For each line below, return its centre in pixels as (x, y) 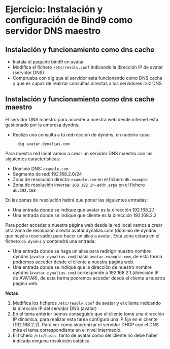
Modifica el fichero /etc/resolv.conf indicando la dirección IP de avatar (88, 67)
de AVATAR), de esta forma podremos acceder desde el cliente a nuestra (89, 278)
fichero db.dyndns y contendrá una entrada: (50, 241)
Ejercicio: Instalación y (54, 9)
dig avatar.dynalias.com (44, 144)
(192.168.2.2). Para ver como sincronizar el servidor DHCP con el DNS (86, 324)
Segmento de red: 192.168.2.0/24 (47, 174)
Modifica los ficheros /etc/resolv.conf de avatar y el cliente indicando (87, 303)
